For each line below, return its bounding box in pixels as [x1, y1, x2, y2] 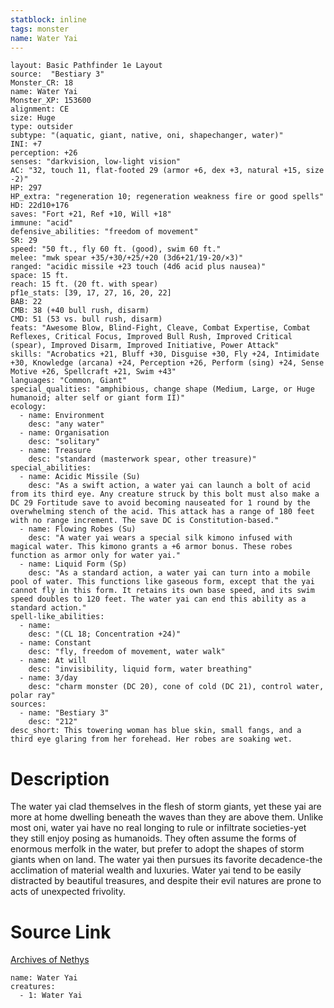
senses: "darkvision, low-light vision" [10, 157, 182, 167]
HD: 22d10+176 [10, 201, 70, 211]
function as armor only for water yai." [10, 551, 182, 561]
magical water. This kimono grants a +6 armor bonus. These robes [10, 542, 293, 552]
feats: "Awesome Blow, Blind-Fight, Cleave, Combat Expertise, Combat [10, 323, 311, 333]
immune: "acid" [10, 218, 74, 228]
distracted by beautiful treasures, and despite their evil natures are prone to [10, 875, 322, 887]
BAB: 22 [10, 297, 43, 307]
